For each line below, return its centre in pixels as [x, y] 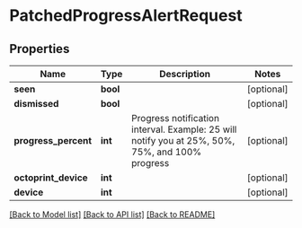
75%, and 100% [167, 152]
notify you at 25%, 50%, [183, 140]
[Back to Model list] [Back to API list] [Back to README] [112, 215]
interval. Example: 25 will [184, 129]
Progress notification [176, 118]
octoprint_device [51, 178]
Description [185, 74]
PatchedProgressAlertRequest [126, 16]
